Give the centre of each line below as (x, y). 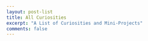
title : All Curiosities (37, 17)
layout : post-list (30, 12)
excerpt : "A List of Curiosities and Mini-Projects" (75, 23)
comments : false (27, 29)
